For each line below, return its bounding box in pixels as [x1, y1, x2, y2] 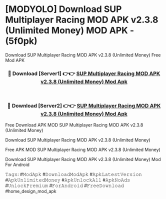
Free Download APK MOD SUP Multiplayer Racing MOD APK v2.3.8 [5, 121, 143, 128]
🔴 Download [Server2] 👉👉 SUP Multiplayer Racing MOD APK [7, 102, 161, 109]
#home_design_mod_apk [5, 188, 56, 194]
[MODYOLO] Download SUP [5, 3, 122, 15]
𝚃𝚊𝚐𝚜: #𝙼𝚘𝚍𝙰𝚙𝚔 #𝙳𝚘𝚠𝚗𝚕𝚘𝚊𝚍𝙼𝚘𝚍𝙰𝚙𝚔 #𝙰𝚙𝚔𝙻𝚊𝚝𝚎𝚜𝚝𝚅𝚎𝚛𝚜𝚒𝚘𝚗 [5, 171, 142, 177]
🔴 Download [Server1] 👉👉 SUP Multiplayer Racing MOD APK [7, 70, 160, 77]
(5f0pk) [5, 35, 37, 47]
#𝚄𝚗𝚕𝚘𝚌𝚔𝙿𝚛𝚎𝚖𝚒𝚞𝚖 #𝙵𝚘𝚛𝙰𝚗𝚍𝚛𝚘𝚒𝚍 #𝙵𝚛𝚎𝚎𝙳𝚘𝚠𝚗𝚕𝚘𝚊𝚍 [5, 182, 124, 188]
